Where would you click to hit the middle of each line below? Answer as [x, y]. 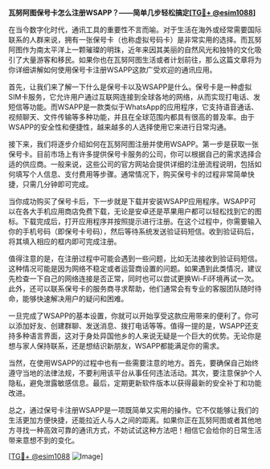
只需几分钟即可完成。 [57, 184]
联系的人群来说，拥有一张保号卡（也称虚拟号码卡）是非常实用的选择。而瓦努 [135, 40]
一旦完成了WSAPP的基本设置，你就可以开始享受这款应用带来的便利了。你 [130, 316]
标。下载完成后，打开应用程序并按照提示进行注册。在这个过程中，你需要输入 [135, 221]
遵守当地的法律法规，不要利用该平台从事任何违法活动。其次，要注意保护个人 [135, 373]
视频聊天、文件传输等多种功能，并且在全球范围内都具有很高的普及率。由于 [131, 117]
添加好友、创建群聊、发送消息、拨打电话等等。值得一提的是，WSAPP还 [133, 326]
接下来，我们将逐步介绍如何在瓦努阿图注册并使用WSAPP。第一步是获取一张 [134, 144]
